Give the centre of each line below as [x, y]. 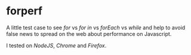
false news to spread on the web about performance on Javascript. [89, 33]
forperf [24, 11]
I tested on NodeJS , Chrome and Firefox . [56, 45]
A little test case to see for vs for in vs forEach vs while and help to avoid [96, 27]
